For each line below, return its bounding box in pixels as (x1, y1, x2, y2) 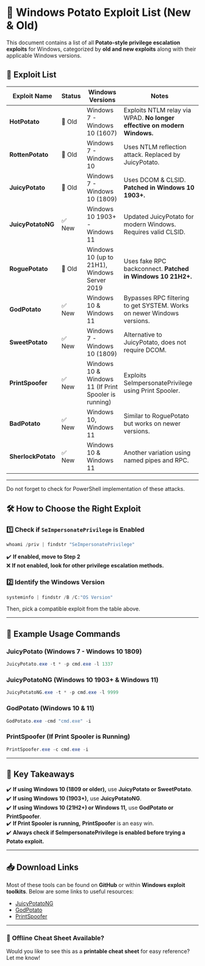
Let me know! (6, 954, 41, 962)
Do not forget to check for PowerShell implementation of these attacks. (6, 485, 185, 492)
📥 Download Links (6, 862, 79, 872)
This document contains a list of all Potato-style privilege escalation (6, 39, 181, 46)
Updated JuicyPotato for (123, 212, 194, 221)
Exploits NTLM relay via (123, 105, 192, 114)
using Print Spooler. (123, 386, 181, 395)
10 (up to (86, 253, 114, 261)
